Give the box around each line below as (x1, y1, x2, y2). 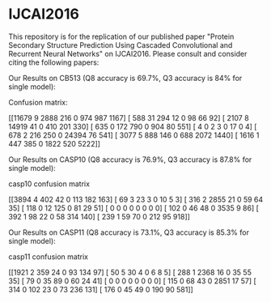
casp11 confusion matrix (8, 252, 89, 262)
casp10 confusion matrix (8, 179, 91, 189)
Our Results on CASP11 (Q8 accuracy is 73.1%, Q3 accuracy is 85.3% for (8, 228, 249, 237)
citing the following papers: (8, 57, 100, 67)
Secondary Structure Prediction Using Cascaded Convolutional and (8, 40, 233, 49)
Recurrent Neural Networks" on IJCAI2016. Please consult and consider (8, 49, 248, 58)
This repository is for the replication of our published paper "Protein (8, 32, 235, 41)
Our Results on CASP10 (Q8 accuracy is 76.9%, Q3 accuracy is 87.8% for (8, 155, 252, 164)
